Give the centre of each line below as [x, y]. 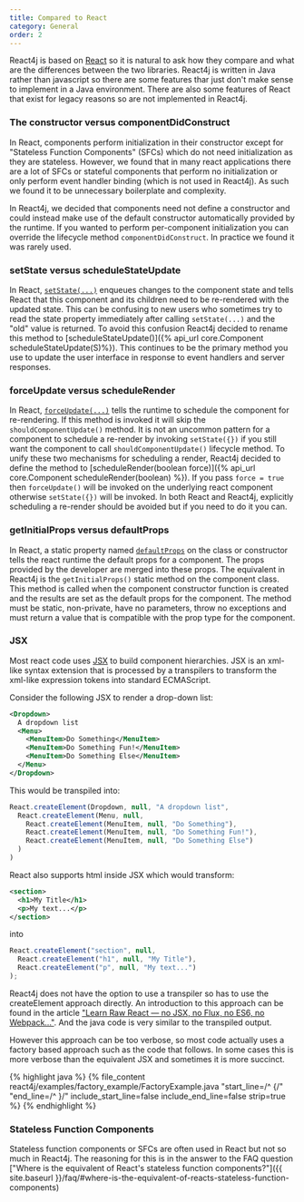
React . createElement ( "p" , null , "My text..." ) [107, 968]
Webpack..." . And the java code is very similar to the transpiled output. [141, 1022]
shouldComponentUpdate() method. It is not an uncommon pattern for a [140, 430]
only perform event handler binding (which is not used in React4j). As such [149, 181]
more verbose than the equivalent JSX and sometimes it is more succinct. [147, 1059]
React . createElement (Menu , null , [81, 816]
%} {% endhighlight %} [53, 1105]
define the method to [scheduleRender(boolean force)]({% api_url [132, 468]
